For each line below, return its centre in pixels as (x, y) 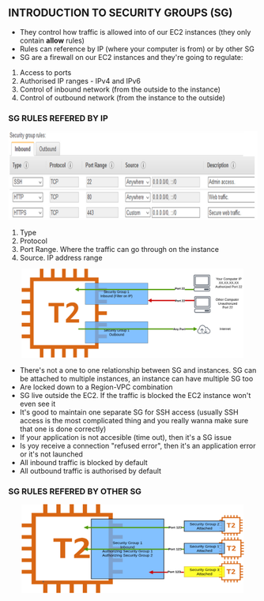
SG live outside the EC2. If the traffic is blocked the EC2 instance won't (135, 396)
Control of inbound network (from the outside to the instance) (120, 89)
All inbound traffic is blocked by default (83, 463)
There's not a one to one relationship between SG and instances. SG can (138, 370)
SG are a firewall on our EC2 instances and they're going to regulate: (131, 57)
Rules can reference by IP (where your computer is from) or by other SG (137, 49)
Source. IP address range (61, 258)
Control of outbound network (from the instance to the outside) (122, 97)
